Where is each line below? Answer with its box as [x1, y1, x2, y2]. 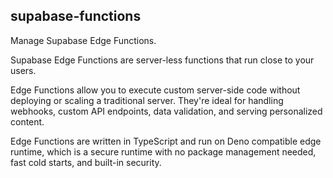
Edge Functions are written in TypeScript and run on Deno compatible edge [10, 135, 322, 147]
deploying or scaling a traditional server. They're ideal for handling [10, 94, 284, 106]
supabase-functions [10, 8, 142, 25]
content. [10, 115, 45, 128]
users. [10, 64, 37, 76]
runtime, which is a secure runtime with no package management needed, [10, 145, 317, 158]
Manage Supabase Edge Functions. [10, 34, 157, 46]
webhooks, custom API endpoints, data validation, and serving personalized [10, 105, 323, 117]
